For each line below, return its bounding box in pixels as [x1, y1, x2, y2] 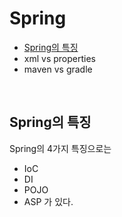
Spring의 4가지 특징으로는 [9, 142, 112, 154]
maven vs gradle [23, 63, 93, 75]
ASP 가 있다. [23, 195, 74, 207]
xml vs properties [23, 52, 96, 64]
